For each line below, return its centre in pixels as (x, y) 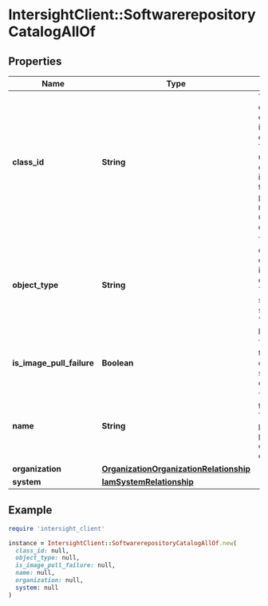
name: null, (35, 573)
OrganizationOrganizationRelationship (176, 469)
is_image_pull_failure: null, (65, 565)
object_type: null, (48, 558)
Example (30, 510)
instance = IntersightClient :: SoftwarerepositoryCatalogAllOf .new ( (123, 543)
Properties (35, 61)
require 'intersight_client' (57, 528)
